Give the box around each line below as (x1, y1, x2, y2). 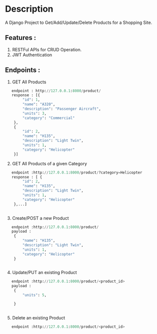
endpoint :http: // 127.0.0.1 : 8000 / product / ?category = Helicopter (11, 170, 142, 175)
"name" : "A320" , (22, 102, 55, 107)
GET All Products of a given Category (12, 160, 87, 166)
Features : (5, 34, 36, 42)
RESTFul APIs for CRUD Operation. (12, 46, 82, 52)
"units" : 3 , (22, 111, 47, 116)
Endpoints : (5, 66, 40, 74)
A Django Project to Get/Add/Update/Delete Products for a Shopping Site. (5, 20, 152, 25)
